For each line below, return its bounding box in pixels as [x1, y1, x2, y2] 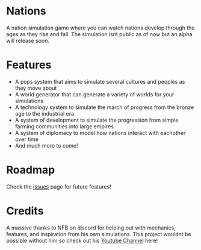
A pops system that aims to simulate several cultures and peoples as [14, 78, 185, 85]
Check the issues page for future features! [6, 183, 111, 190]
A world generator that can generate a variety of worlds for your [14, 90, 175, 98]
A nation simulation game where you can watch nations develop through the [6, 24, 195, 31]
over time [14, 136, 39, 143]
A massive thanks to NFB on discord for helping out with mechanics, [6, 224, 176, 231]
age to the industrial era [14, 110, 74, 117]
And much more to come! [14, 142, 78, 149]
